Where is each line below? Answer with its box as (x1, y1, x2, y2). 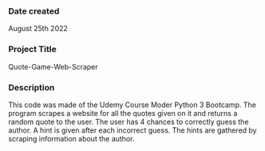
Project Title (8, 44, 57, 55)
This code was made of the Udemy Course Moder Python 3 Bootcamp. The (8, 100, 257, 109)
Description (8, 81, 55, 93)
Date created (8, 6, 60, 17)
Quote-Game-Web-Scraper (8, 62, 98, 71)
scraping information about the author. (8, 133, 135, 143)
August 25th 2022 (8, 24, 68, 34)
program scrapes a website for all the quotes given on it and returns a (8, 108, 238, 117)
